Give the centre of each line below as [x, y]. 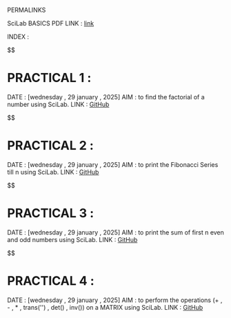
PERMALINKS [27, 10]
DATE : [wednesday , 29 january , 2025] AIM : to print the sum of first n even [115, 232]
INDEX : [18, 37]
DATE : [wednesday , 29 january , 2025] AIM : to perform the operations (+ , [115, 300]
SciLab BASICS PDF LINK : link [51, 23]
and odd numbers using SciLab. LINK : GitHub [72, 239]
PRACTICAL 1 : [49, 78]
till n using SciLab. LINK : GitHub [53, 172]
